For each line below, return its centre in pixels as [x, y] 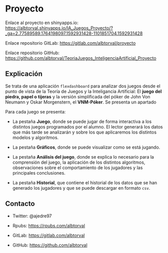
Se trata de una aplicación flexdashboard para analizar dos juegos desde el [83, 86]
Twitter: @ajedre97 [32, 216]
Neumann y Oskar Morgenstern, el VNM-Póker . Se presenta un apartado [81, 102]
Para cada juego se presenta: [36, 111]
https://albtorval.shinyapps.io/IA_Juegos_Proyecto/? [59, 28]
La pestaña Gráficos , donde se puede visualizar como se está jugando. [86, 147]
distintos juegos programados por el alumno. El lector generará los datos [88, 126]
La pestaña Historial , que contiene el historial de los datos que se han [85, 182]
